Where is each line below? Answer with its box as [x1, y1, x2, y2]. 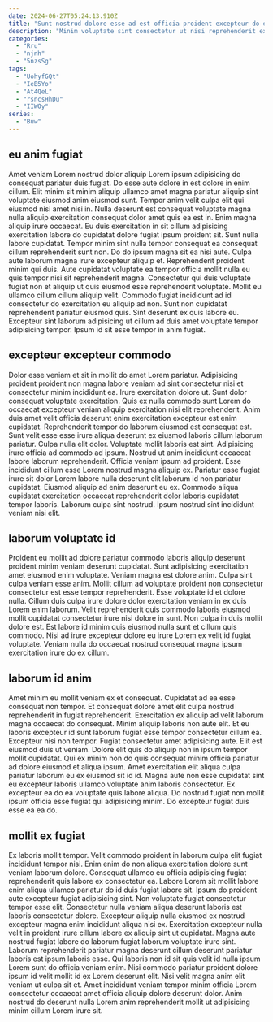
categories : [8, 34, 49, 43]
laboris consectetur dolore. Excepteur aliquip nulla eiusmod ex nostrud [8, 911, 245, 920]
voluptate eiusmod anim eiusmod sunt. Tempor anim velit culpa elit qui [8, 195, 245, 205]
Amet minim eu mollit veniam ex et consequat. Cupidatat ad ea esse [8, 693, 236, 703]
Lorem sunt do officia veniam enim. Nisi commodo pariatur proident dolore [8, 962, 258, 972]
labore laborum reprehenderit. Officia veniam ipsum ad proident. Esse [8, 456, 242, 466]
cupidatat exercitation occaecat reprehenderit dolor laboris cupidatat [8, 491, 240, 500]
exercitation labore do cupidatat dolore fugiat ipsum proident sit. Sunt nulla [8, 229, 258, 240]
